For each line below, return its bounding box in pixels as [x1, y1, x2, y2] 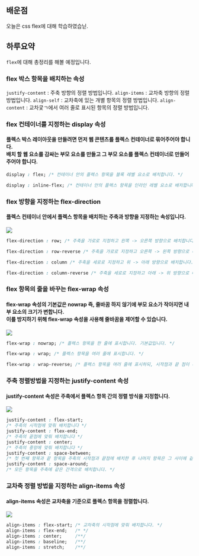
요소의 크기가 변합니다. [12, 308, 65, 315]
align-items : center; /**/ [6, 533, 86, 539]
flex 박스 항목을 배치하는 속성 [6, 75, 85, 83]
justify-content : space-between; [6, 450, 92, 456]
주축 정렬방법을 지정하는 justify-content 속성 [6, 377, 129, 385]
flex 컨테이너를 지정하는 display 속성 [6, 120, 106, 128]
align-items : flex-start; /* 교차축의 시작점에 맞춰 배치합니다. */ [6, 522, 163, 528]
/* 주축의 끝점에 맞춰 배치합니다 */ [6, 433, 83, 439]
